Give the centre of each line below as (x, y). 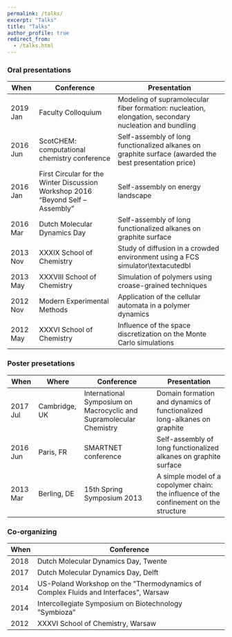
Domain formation (186, 393)
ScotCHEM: (58, 141)
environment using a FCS (158, 257)
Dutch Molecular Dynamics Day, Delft (98, 572)
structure (171, 511)
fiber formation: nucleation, (162, 108)
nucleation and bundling (157, 125)
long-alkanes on (183, 419)
